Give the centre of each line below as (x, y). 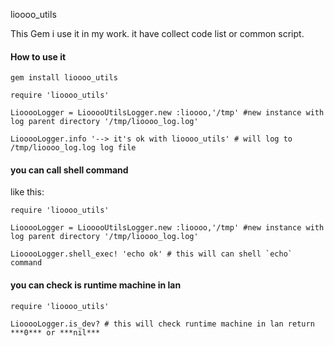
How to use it (38, 56)
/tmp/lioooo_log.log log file (73, 148)
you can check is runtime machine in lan (96, 285)
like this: (27, 192)
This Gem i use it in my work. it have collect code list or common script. (157, 33)
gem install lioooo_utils (64, 78)
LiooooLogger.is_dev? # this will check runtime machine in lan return (162, 324)
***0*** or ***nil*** (55, 332)
